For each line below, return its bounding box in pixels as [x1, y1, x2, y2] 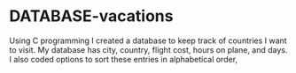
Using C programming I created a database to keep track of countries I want [9, 35, 287, 46]
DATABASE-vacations [9, 6, 174, 26]
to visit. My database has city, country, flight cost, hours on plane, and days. [9, 44, 288, 55]
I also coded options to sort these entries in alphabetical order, [9, 54, 238, 64]
